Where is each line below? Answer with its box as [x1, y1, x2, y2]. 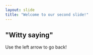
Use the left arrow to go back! [5, 44, 67, 50]
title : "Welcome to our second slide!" [5, 12, 89, 17]
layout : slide [5, 7, 35, 13]
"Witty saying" [5, 31, 54, 39]
